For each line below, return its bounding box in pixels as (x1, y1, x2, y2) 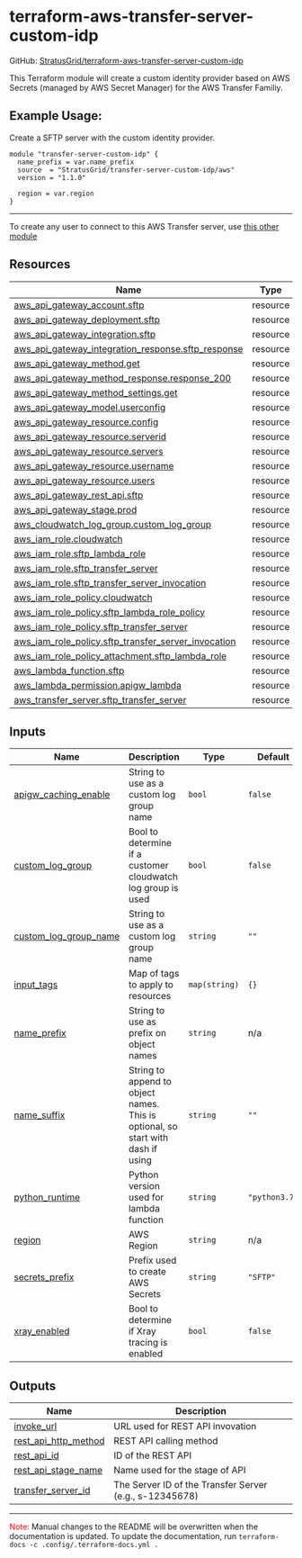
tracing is (129, 1337, 168, 1349)
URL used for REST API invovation (113, 1420, 257, 1433)
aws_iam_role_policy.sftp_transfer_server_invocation (13, 635, 236, 647)
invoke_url (13, 1420, 58, 1433)
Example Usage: (9, 108, 102, 123)
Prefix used (129, 1254, 177, 1266)
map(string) (188, 979, 240, 990)
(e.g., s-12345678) (113, 1490, 200, 1502)
